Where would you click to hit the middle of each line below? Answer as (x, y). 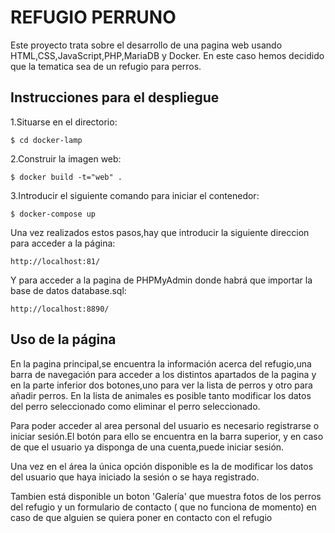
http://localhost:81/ (55, 261)
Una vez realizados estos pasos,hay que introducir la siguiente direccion (160, 232)
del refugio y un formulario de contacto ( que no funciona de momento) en (163, 507)
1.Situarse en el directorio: (64, 122)
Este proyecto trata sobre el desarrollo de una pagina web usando (146, 45)
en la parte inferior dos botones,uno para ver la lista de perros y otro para (161, 385)
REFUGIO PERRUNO (93, 17)
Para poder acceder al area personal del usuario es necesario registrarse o (165, 425)
